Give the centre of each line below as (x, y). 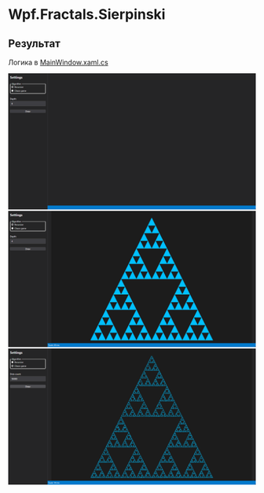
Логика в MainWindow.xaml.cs (58, 62)
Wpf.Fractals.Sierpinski (87, 15)
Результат (35, 44)
